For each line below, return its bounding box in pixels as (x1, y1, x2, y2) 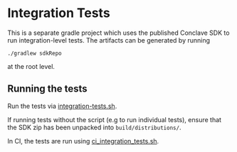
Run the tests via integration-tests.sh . (7, 102, 117, 110)
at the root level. (7, 62, 56, 70)
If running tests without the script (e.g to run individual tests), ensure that (7, 115, 222, 124)
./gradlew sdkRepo (7, 50, 62, 57)
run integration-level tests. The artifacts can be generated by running (7, 36, 211, 44)
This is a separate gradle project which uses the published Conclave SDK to (7, 28, 230, 37)
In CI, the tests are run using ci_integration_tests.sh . (7, 136, 159, 145)
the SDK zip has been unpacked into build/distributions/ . (7, 123, 181, 131)
